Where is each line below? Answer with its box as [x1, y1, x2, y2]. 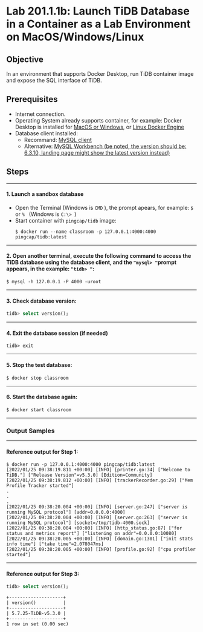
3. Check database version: [6, 297, 77, 304]
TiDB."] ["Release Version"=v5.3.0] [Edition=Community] [6, 472, 153, 479]
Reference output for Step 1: [6, 448, 79, 456]
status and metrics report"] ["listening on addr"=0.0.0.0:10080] [6, 531, 177, 537]
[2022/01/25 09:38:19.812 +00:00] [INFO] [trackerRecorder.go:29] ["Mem [6, 477, 193, 483]
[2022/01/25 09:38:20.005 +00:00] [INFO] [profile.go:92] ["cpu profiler [6, 546, 196, 553]
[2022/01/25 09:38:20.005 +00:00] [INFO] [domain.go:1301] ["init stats [6, 536, 193, 542]
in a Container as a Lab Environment [6, 17, 191, 31]
